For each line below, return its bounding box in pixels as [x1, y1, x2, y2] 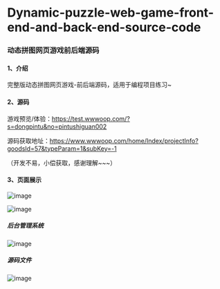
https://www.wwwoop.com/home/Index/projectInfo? [49, 136, 199, 144]
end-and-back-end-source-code [7, 19, 201, 35]
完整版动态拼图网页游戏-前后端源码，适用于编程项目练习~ [7, 81, 172, 89]
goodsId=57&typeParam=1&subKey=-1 [7, 144, 117, 153]
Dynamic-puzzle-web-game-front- [7, 5, 214, 21]
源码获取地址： [7, 136, 50, 144]
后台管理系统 [7, 221, 44, 230]
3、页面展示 [7, 176, 42, 184]
